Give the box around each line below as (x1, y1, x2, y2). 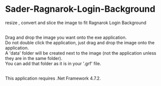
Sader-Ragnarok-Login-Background (5, 3, 156, 15)
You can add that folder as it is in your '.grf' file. (5, 60, 101, 66)
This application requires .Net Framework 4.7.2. (5, 75, 101, 81)
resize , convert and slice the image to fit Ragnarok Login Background (5, 20, 147, 26)
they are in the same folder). (5, 55, 63, 61)
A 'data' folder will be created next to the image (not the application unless (5, 50, 157, 56)
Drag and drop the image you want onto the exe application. (5, 34, 127, 40)
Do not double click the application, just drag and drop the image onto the (5, 39, 155, 45)
